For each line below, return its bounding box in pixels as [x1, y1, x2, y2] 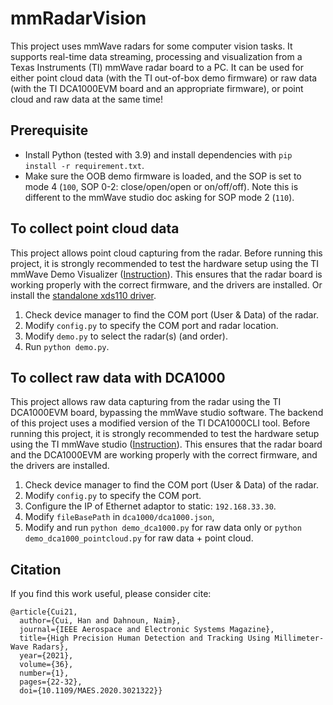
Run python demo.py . [24, 340, 110, 352]
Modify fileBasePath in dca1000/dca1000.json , [24, 511, 215, 523]
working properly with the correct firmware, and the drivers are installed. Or [10, 278, 323, 291]
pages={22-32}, [19, 677, 83, 687]
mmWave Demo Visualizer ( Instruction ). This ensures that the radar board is [10, 268, 323, 280]
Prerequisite [10, 122, 89, 139]
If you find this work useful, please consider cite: [10, 588, 212, 600]
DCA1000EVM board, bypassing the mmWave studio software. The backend [10, 407, 324, 419]
